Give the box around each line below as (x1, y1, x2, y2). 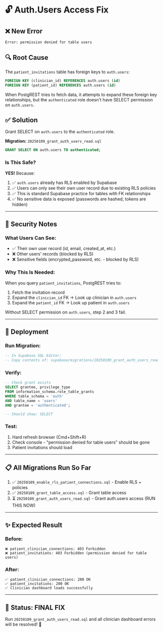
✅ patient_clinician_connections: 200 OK (5, 577, 91, 582)
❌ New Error (5, 27, 43, 35)
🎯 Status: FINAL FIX (5, 603, 65, 612)
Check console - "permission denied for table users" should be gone (12, 439, 150, 445)
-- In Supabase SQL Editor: (5, 353, 62, 358)
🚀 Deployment (5, 328, 49, 336)
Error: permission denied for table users (5, 40, 92, 45)
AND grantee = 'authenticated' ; (5, 403, 70, 408)
